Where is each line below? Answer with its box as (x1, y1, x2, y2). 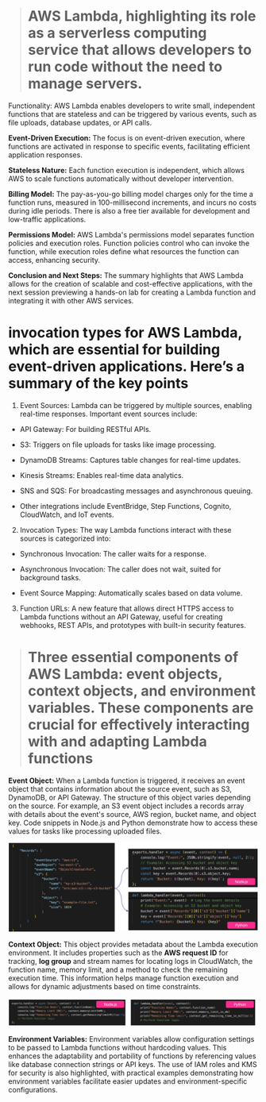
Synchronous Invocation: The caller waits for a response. (19, 549, 206, 558)
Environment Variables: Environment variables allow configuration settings (8, 1034, 255, 1043)
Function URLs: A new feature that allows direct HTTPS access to (19, 603, 234, 613)
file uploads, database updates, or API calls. (8, 118, 152, 127)
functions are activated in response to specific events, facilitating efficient (8, 141, 250, 151)
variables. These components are (27, 699, 254, 717)
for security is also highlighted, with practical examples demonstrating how (8, 1068, 254, 1077)
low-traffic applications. (8, 214, 87, 224)
